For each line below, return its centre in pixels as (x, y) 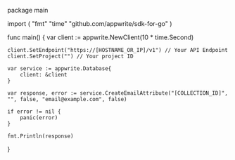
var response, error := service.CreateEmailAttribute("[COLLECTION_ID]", (118, 93)
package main (28, 10)
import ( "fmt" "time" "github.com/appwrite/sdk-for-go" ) (90, 24)
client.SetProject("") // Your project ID (70, 56)
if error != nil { (34, 112)
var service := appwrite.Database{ (59, 69)
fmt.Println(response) (40, 136)
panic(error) (39, 118)
